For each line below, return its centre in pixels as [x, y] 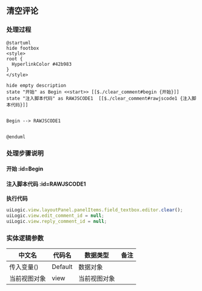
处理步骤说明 [25, 153]
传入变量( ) [24, 267]
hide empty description [36, 85]
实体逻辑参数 [25, 238]
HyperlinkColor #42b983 [42, 64]
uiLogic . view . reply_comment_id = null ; [57, 222]
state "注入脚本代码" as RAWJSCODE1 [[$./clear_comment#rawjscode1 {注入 [99, 98]
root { [15, 59]
